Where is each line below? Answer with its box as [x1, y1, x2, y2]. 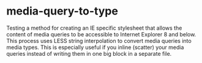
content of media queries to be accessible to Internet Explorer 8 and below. [6, 30, 196, 38]
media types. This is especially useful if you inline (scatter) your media [6, 44, 184, 51]
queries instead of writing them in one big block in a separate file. [6, 50, 172, 57]
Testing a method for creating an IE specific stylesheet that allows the [6, 24, 182, 31]
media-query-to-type [6, 4, 118, 18]
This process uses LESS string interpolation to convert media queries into [6, 37, 192, 44]
